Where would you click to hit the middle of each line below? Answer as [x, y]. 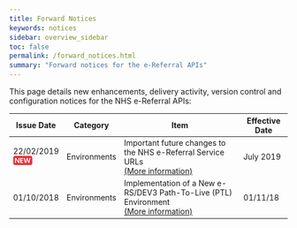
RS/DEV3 [140, 193]
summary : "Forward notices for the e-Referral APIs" [108, 65]
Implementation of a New [169, 183]
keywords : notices [43, 28]
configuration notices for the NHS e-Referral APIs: [100, 101]
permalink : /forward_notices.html [73, 56]
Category [91, 125]
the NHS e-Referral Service [174, 152]
